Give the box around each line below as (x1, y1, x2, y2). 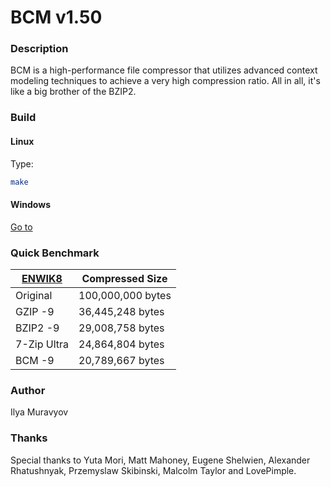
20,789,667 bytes (78, 353, 165, 367)
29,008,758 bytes (78, 321, 165, 335)
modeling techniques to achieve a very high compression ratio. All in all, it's (10, 75, 321, 87)
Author (10, 383, 46, 397)
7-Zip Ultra (15, 337, 70, 351)
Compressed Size (81, 271, 168, 285)
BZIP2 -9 (15, 321, 60, 335)
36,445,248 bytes (78, 304, 165, 318)
